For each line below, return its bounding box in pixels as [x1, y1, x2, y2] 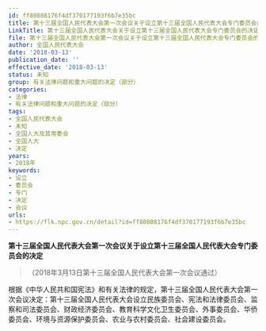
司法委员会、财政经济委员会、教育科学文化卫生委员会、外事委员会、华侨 [21, 305, 258, 314]
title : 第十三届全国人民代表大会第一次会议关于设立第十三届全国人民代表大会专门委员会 [8, 19, 257, 27]
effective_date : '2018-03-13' [8, 64, 108, 71]
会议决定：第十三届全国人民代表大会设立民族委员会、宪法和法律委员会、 [14, 294, 251, 304]
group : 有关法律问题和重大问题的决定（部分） [8, 78, 140, 86]
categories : [8, 85, 47, 94]
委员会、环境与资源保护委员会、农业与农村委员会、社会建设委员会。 [8, 314, 230, 324]
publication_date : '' [8, 56, 80, 64]
